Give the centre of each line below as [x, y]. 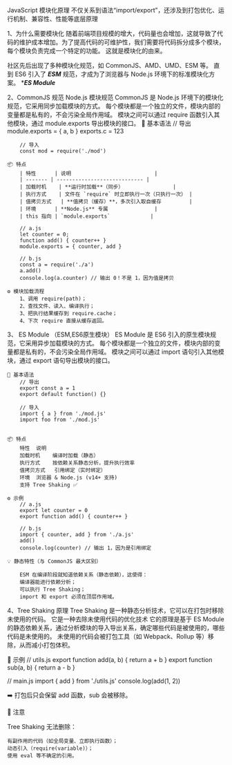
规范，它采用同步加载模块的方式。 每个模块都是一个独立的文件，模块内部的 [114, 106]
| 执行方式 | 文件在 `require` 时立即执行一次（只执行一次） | [106, 194]
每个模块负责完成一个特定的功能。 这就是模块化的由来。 [87, 51]
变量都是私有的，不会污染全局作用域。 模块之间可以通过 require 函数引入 [110, 115]
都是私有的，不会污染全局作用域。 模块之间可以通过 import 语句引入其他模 [118, 352]
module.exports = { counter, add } [71, 247]
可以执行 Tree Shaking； [53, 589]
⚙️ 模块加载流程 [26, 292]
